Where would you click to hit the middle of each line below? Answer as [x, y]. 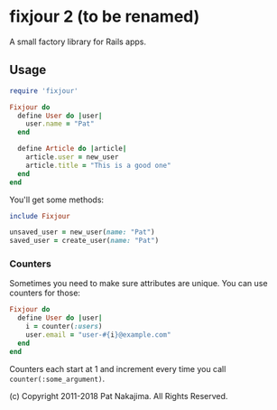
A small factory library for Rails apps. [78, 42]
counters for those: [45, 293]
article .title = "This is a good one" [98, 165]
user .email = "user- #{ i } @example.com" [98, 335]
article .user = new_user [72, 157]
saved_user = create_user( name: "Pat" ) [84, 241]
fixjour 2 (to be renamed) [105, 17]
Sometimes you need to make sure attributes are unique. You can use [138, 284]
